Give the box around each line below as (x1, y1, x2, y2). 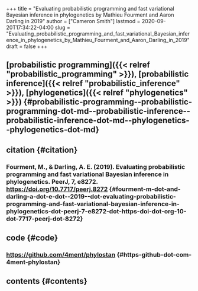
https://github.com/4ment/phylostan (6, 251, 116, 259)
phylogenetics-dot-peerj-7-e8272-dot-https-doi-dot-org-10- (6, 207, 187, 215)
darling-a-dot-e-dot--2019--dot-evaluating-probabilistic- (6, 192, 176, 200)
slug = (55, 24, 71, 31)
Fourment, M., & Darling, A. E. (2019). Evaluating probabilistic (6, 162, 186, 171)
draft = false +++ (6, 43, 48, 50)
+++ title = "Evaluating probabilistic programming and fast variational (6, 5, 174, 12)
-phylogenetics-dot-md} (6, 124, 99, 135)
